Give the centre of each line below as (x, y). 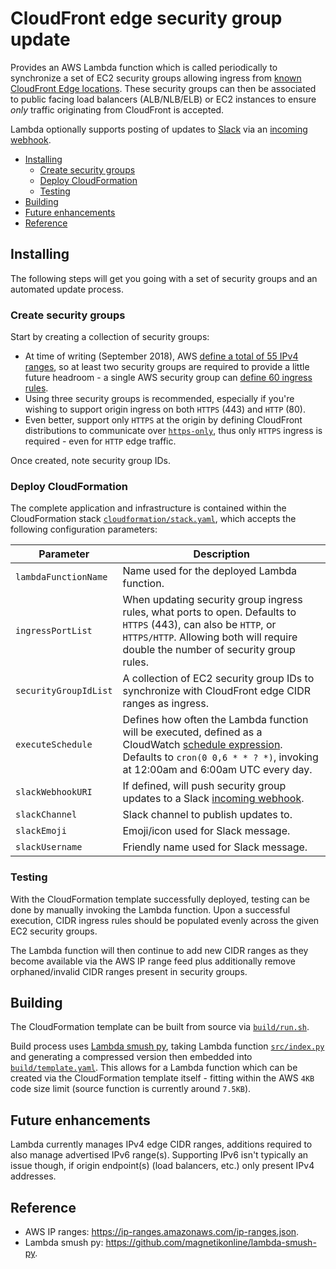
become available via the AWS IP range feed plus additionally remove (153, 961)
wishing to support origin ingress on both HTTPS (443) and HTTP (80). (165, 409)
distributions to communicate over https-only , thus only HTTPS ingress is (173, 431)
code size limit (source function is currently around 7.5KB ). (131, 1089)
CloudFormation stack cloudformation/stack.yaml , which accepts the (153, 519)
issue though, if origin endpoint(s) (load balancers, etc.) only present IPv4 (162, 1166)
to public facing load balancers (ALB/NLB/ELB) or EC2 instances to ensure (163, 99)
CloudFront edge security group (146, 18)
